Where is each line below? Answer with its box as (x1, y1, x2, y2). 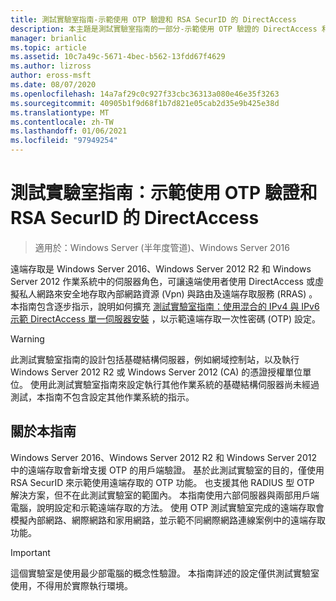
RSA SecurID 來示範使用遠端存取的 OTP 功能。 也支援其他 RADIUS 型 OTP (10, 476, 315, 488)
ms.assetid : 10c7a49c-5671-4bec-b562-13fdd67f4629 (10, 52, 226, 62)
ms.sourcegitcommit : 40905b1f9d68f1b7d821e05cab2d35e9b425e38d (10, 98, 280, 108)
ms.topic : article (10, 42, 87, 53)
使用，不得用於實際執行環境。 (10, 579, 133, 591)
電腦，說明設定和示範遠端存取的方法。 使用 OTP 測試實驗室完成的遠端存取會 (10, 501, 325, 513)
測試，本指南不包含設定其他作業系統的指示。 (10, 391, 195, 403)
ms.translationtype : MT (10, 107, 110, 118)
